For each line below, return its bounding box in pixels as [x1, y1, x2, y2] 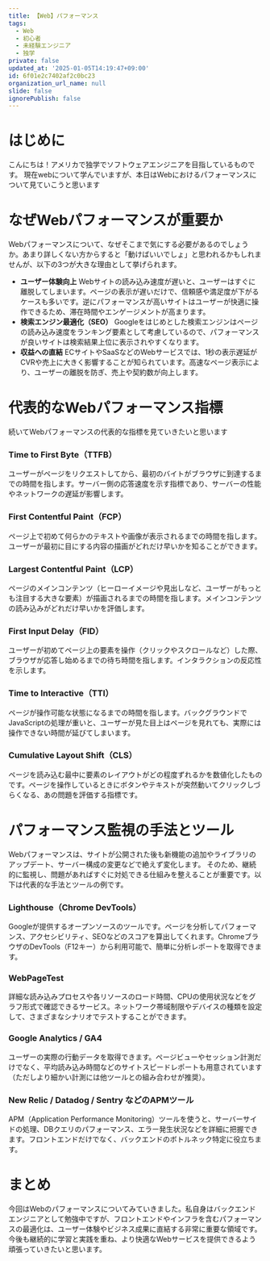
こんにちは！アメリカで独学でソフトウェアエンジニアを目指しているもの [8, 160, 248, 169]
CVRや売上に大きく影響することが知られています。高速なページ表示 [19, 357, 246, 367]
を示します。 [8, 666, 51, 675]
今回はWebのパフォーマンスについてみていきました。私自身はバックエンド [8, 1204, 256, 1213]
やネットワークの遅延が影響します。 [8, 489, 128, 499]
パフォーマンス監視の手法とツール [8, 821, 235, 840]
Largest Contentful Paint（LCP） [8, 563, 139, 574]
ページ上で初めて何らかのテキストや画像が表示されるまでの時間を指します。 [8, 531, 262, 541]
